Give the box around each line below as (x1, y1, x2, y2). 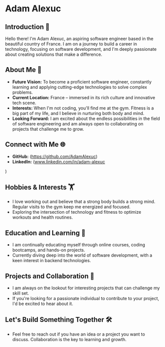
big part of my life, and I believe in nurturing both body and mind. (12, 110, 144, 116)
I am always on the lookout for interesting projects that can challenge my (12, 285, 160, 291)
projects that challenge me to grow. (12, 126, 84, 132)
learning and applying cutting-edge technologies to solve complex (12, 84, 147, 90)
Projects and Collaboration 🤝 (5, 272, 95, 280)
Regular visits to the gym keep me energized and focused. (12, 204, 131, 210)
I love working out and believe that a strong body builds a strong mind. (12, 198, 156, 205)
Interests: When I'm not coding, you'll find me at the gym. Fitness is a (12, 105, 154, 111)
